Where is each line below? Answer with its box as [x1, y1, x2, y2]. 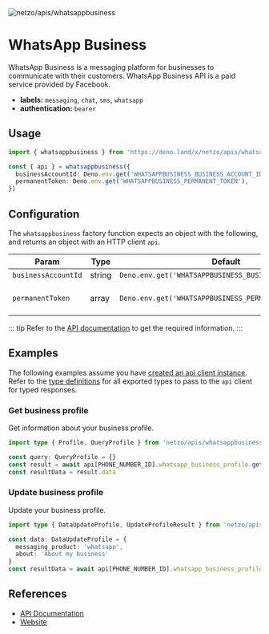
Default [211, 256, 241, 267]
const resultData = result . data [8, 468, 116, 476]
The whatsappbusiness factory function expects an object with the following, [8, 228, 259, 238]
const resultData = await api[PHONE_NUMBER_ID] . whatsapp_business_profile [8, 565, 263, 573]
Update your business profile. [8, 505, 106, 514]
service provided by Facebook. [8, 79, 110, 89]
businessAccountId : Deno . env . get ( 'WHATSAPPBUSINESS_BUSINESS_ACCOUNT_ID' [15, 170, 267, 178]
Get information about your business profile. [8, 423, 155, 433]
